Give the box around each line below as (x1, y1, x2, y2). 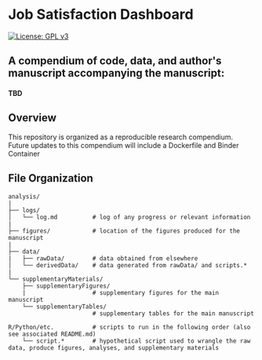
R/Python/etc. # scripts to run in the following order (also (8, 323, 251, 331)
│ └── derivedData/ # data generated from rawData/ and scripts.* (8, 261, 247, 269)
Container (8, 149, 41, 158)
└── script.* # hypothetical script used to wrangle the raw (22, 336, 251, 345)
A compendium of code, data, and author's (8, 54, 222, 68)
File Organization (8, 171, 94, 186)
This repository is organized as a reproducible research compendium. (8, 132, 234, 141)
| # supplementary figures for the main (22, 288, 220, 296)
